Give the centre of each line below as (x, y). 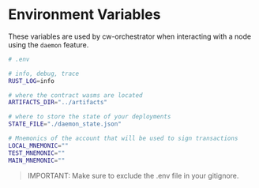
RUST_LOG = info (32, 81)
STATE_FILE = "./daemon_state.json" (65, 124)
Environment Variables (84, 15)
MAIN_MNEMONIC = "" (37, 160)
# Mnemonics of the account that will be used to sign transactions (123, 139)
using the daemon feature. (49, 44)
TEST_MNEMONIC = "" (37, 153)
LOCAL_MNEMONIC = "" (38, 145)
